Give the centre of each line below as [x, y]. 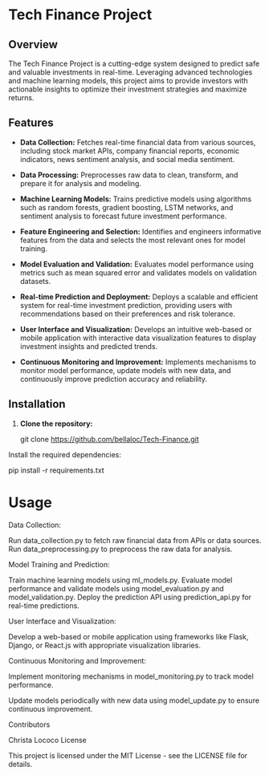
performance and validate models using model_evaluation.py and [116, 588]
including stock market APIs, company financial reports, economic [130, 151]
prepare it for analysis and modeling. [81, 183]
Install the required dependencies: [65, 454]
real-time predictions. [44, 605]
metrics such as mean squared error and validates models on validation [138, 272]
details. [20, 764]
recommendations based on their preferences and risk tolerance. [127, 314]
